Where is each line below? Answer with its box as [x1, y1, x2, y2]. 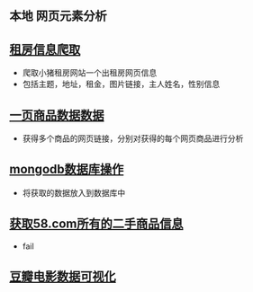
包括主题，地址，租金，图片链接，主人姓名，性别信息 [22, 79, 221, 90]
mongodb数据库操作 [9, 162, 124, 177]
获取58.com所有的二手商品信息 [9, 217, 184, 232]
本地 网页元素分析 [9, 8, 107, 24]
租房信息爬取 [9, 41, 81, 57]
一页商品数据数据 [9, 107, 104, 123]
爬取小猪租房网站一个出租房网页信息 [22, 67, 158, 78]
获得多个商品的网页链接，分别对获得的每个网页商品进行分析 [22, 133, 244, 144]
